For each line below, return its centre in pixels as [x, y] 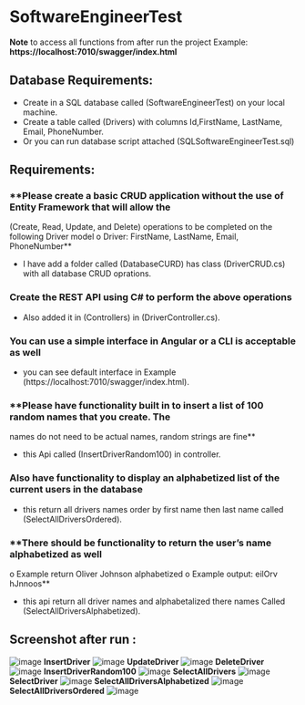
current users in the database [76, 490]
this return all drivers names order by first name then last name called [153, 509]
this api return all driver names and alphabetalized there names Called [154, 601]
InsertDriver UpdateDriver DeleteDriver [154, 661]
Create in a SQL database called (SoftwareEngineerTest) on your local [153, 102]
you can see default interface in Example [99, 372]
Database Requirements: [81, 81]
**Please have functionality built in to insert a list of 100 [137, 405]
